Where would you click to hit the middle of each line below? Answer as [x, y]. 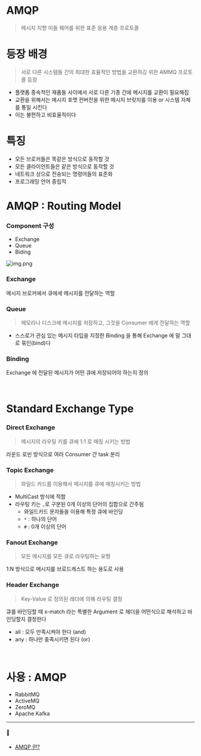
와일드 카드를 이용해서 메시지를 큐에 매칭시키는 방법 [81, 484]
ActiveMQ [27, 701]
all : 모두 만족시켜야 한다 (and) [50, 632]
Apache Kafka [32, 713]
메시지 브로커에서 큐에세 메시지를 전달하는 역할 [61, 293]
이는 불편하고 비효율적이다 [45, 115]
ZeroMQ [25, 707]
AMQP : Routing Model [64, 206]
